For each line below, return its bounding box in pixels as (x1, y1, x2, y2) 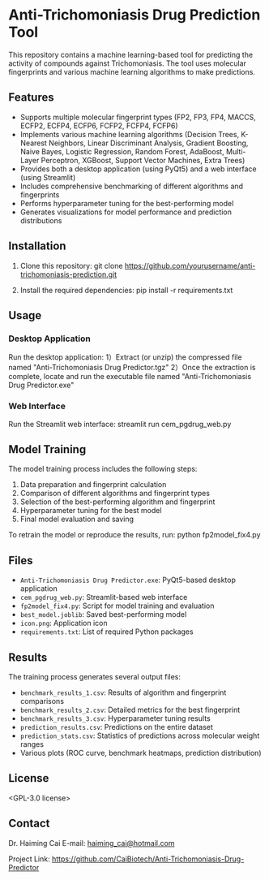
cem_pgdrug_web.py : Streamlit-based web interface (19, 593, 188, 602)
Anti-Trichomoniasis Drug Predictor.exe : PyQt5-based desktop (19, 575, 237, 585)
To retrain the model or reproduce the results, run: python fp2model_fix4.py (8, 530, 261, 540)
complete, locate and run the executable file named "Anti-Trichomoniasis (8, 372, 252, 382)
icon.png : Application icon (19, 619, 108, 628)
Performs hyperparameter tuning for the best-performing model (19, 198, 234, 208)
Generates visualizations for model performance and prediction (19, 207, 233, 217)
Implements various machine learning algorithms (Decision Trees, (19, 129, 240, 139)
